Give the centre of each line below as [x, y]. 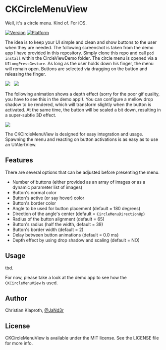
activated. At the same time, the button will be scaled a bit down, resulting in [83, 110]
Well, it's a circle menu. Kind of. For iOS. [46, 23]
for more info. [19, 343]
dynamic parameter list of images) [47, 187]
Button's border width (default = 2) [48, 230]
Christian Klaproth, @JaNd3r [34, 310]
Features [19, 160]
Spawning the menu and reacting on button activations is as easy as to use [82, 139]
